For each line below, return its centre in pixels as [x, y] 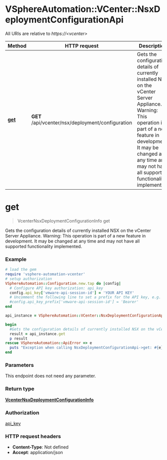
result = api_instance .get [38, 334]
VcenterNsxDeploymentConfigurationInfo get [64, 221]
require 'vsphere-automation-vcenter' [45, 274]
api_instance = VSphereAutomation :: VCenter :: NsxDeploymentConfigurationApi [85, 316]
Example [16, 259]
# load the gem [21, 270]
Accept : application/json [38, 453]
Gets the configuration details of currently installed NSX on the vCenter [78, 230]
